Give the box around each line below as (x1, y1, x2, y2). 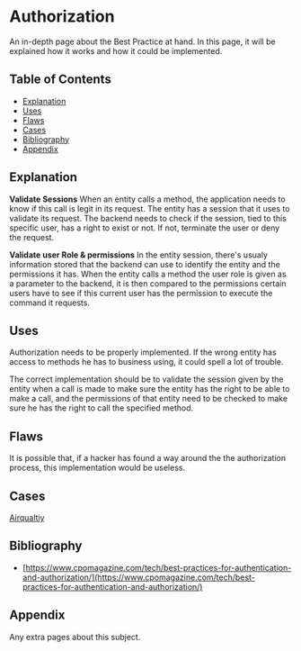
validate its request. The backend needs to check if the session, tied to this (9, 212, 288, 223)
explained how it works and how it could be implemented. (9, 45, 223, 56)
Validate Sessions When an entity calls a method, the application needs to (9, 194, 286, 204)
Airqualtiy (9, 512, 45, 523)
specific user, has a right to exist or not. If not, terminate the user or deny (9, 222, 280, 233)
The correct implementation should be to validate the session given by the (9, 374, 285, 384)
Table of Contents (9, 72, 112, 87)
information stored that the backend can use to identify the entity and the (9, 258, 280, 269)
